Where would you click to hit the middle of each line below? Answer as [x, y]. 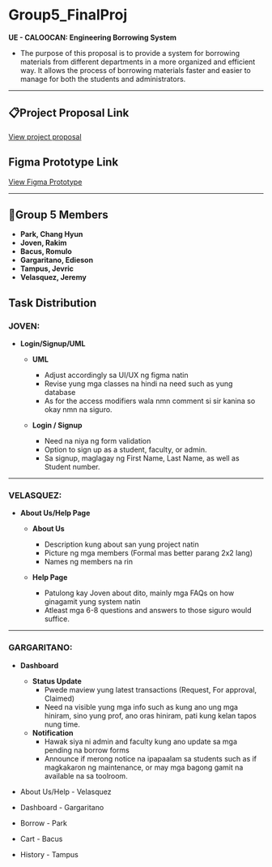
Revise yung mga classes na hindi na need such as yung [138, 384]
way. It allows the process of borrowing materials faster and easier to [135, 70]
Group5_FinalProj [68, 15]
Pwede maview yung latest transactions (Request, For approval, [151, 689]
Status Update [57, 681]
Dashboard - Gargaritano [62, 807]
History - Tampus [49, 854]
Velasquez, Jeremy [53, 277]
